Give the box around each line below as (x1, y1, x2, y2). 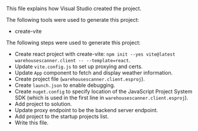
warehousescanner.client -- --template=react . (14, 57, 131, 63)
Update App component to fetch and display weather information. (14, 69, 173, 76)
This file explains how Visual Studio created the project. (6, 5, 142, 12)
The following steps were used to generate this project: (6, 39, 141, 46)
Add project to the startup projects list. (14, 113, 109, 120)
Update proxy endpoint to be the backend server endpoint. (14, 107, 158, 113)
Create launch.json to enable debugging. (14, 82, 115, 89)
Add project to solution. (14, 100, 72, 108)
